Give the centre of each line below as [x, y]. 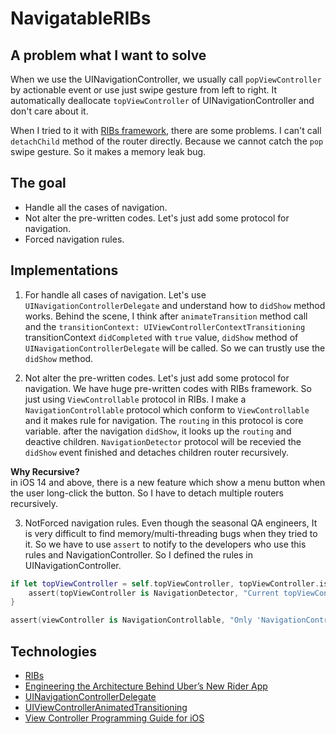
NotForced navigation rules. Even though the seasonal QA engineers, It [171, 523]
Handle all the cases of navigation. [96, 207]
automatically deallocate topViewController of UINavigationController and [162, 100]
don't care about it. [49, 111]
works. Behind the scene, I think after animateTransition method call [166, 316]
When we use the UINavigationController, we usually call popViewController [166, 79]
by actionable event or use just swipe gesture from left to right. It [144, 90]
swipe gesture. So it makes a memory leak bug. [108, 151]
